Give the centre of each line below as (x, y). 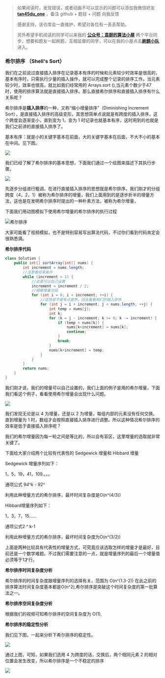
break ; (64, 341)
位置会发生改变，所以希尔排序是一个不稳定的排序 (55, 661)
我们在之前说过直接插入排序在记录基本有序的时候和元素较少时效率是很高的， (82, 73)
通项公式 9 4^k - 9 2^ (25, 484)
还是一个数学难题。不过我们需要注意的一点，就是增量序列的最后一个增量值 (84, 553)
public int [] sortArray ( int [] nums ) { (54, 263)
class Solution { (23, 258)
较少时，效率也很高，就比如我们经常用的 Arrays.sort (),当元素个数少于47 (78, 85)
